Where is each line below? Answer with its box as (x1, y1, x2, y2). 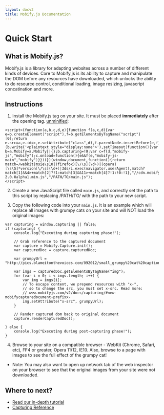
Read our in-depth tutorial (12, 399, 64, 405)
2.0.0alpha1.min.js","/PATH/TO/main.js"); (5, 175, 93, 180)
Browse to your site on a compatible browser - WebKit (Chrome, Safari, (12, 342, 155, 348)
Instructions (5, 100, 43, 108)
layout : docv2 (5, 7, 34, 12)
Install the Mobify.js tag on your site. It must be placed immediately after (12, 113, 159, 119)
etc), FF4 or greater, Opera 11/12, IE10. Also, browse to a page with (12, 347, 145, 353)
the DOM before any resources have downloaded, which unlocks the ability (5, 75, 157, 81)
